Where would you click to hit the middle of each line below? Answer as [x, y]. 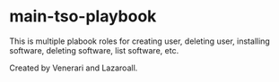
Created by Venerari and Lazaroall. [74, 68]
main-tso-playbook [83, 16]
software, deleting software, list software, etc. [94, 50]
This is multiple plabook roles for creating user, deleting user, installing [140, 41]
